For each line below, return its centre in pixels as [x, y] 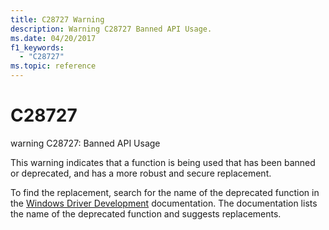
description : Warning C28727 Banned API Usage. [111, 29]
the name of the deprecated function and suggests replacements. [146, 213]
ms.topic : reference [53, 66]
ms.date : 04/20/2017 [53, 38]
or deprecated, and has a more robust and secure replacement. [141, 173]
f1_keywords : [37, 47]
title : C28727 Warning [57, 19]
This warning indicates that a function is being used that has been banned [163, 162]
